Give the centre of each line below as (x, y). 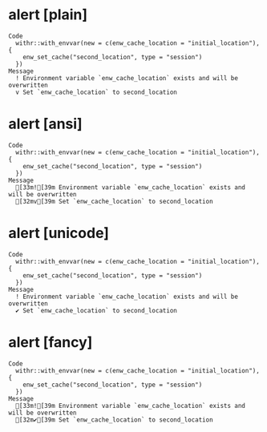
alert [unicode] (59, 233)
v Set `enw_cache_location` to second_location (97, 92)
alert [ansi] (45, 124)
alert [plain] (48, 15)
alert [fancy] (51, 342)
